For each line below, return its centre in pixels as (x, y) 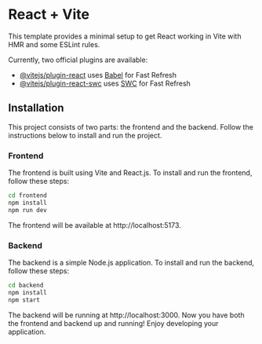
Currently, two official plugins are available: (78, 60)
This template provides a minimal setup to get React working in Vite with (125, 36)
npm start (24, 300)
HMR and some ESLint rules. (54, 44)
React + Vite (49, 15)
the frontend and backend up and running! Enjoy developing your (113, 323)
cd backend (26, 285)
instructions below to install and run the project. (85, 135)
